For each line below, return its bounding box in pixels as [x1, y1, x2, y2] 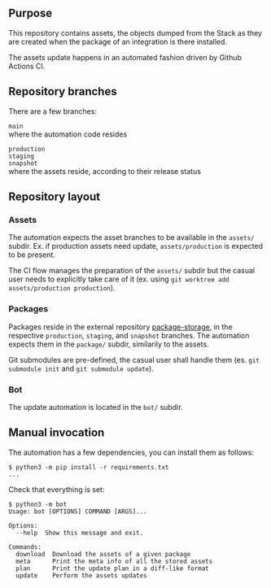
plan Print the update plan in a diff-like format [15, 564, 209, 573]
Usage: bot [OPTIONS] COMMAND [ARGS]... [8, 507, 148, 516]
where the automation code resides [8, 129, 128, 139]
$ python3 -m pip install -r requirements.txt [8, 463, 169, 471]
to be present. [8, 250, 55, 259]
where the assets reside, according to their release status [8, 166, 202, 176]
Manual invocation [8, 426, 105, 440]
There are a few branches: [8, 106, 98, 116]
